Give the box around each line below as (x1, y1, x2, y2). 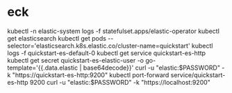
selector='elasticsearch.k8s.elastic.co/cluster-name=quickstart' (7, 41, 190, 50)
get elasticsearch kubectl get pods (7, 34, 106, 42)
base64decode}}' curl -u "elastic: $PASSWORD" (83, 63, 221, 72)
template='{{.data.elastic (7, 63, 78, 72)
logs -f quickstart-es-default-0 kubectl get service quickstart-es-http (7, 49, 206, 57)
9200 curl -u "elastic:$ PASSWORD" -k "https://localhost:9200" (29, 78, 210, 86)
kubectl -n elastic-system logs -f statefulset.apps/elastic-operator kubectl (7, 27, 220, 35)
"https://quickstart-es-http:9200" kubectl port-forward (12, 70, 169, 79)
